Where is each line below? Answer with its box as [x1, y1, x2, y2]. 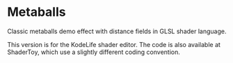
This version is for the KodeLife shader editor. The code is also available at [7, 40, 221, 48]
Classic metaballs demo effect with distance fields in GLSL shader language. [7, 27, 227, 35]
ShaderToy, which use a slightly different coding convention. [7, 48, 181, 56]
